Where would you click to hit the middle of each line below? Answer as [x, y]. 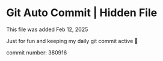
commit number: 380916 [37, 52]
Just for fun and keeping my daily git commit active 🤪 [72, 41]
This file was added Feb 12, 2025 [47, 29]
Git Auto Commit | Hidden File [82, 13]
